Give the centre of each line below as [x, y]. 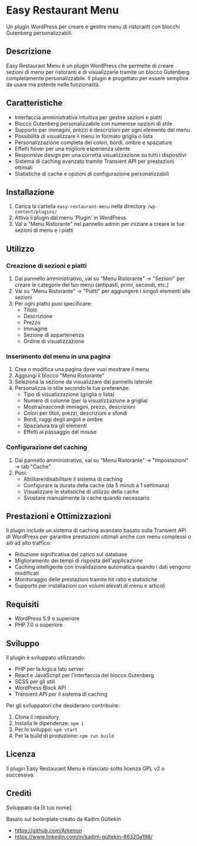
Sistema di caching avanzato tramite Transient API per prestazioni [94, 161]
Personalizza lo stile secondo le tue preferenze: [72, 388]
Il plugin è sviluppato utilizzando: [46, 658]
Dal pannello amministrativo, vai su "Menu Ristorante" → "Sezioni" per [100, 278]
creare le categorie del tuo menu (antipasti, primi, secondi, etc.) [92, 285]
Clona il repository [37, 717]
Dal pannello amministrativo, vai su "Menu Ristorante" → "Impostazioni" [101, 460]
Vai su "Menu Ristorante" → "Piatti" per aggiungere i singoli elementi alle [103, 291]
